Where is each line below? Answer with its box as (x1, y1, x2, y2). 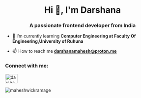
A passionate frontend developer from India (29, 22, 136, 29)
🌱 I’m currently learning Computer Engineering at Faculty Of (12, 33, 136, 39)
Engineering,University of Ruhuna (12, 38, 84, 44)
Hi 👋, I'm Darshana (44, 4, 121, 16)
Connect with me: (5, 63, 49, 69)
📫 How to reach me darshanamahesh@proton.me (12, 48, 117, 54)
